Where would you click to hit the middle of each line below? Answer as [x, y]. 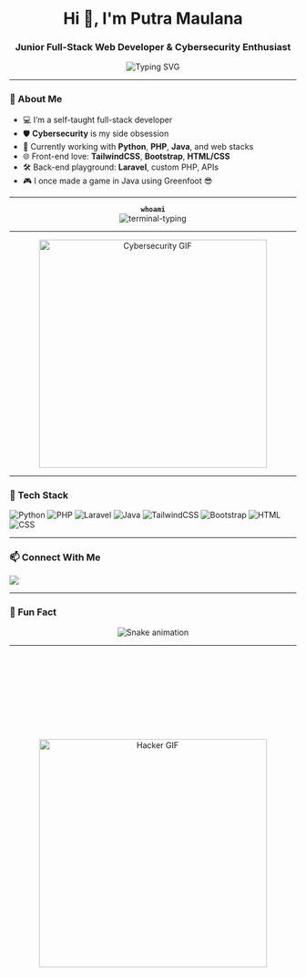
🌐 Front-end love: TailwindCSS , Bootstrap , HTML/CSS [126, 156]
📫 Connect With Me [55, 557]
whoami [153, 209]
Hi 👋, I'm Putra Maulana [153, 19]
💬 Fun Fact [33, 612]
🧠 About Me [36, 99]
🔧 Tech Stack [39, 494]
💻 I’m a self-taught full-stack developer [97, 120]
